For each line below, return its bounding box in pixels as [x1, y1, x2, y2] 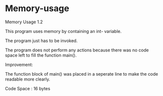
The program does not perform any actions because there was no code [5, 47, 149, 53]
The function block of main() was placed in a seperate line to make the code [5, 71, 159, 77]
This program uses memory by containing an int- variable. [5, 28, 122, 34]
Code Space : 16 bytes [5, 85, 50, 91]
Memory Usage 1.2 [5, 19, 43, 25]
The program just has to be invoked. [5, 37, 78, 44]
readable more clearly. [5, 76, 50, 82]
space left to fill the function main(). [5, 52, 77, 58]
